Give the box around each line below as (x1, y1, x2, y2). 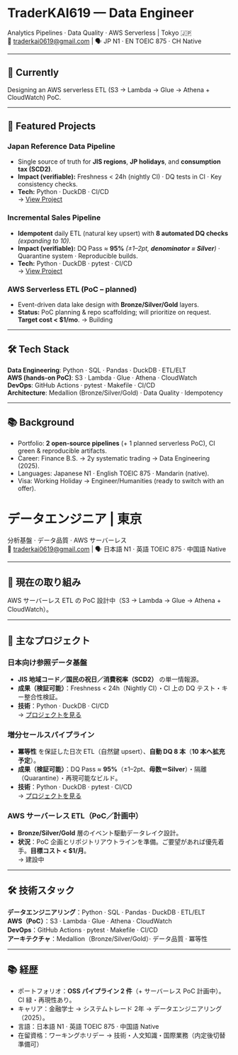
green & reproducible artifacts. (17, 446, 108, 455)
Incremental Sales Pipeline (7, 213, 101, 222)
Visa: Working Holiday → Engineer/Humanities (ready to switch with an (17, 476, 225, 485)
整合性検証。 (23, 693, 62, 701)
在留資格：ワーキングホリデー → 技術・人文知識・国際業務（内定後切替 (17, 1031, 226, 1039)
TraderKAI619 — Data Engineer (7, 5, 194, 21)
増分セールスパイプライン (7, 730, 95, 740)
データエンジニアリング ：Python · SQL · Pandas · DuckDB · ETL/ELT (7, 908, 205, 916)
